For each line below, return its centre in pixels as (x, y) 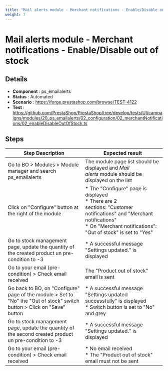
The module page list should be (122, 162)
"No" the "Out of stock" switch (44, 301)
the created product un (35, 253)
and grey (95, 313)
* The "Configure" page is (116, 189)
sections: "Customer (109, 207)
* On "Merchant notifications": (121, 226)
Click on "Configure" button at (43, 207)
